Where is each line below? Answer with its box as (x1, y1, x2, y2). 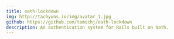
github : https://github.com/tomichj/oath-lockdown (6, 19, 132, 25)
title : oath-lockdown (6, 8, 59, 14)
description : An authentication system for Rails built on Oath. (6, 24, 169, 30)
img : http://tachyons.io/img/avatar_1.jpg (6, 14, 111, 19)
